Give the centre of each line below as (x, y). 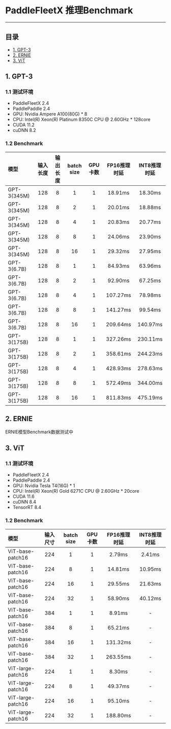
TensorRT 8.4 (27, 508)
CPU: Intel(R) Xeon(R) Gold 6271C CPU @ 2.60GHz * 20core (76, 491)
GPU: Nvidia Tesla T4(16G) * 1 (44, 486)
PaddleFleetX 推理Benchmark (69, 10)
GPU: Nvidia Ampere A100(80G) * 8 (50, 114)
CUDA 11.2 (23, 125)
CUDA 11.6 (23, 496)
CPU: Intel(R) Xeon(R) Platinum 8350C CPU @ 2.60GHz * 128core (81, 120)
